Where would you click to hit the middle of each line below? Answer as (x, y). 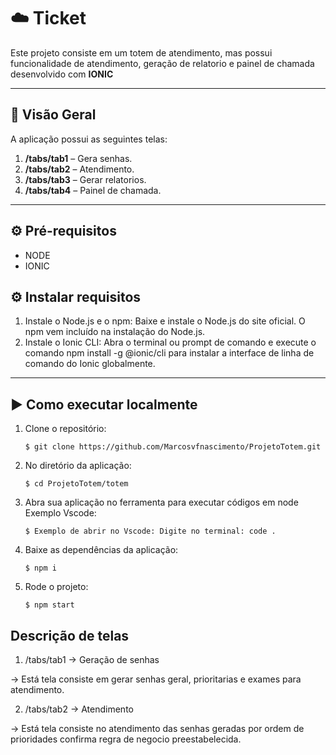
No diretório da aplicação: (78, 466)
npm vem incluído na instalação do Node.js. (115, 332)
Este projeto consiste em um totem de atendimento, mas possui (141, 52)
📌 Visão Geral (53, 115)
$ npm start (49, 605)
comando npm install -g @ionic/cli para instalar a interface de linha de (169, 353)
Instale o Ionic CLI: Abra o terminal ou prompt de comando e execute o (170, 342)
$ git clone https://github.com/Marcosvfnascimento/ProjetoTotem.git (173, 447)
